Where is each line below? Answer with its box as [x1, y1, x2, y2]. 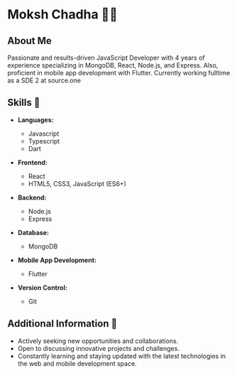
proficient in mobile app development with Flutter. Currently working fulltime [7, 69, 231, 77]
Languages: [17, 115, 54, 124]
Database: [17, 228, 50, 237]
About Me [7, 35, 52, 47]
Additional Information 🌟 [7, 317, 118, 330]
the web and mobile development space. [17, 359, 137, 368]
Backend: [17, 193, 47, 202]
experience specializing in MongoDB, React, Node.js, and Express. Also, [7, 61, 219, 70]
